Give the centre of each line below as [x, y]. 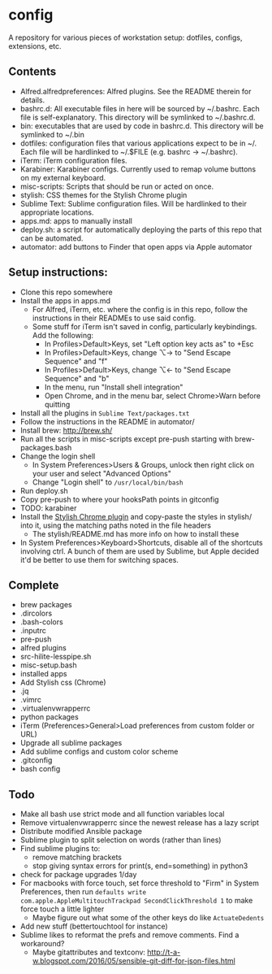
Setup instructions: [58, 273]
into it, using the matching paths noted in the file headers [116, 525]
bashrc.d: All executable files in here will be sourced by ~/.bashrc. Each [140, 108]
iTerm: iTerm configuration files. [73, 160]
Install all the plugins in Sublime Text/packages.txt [105, 413]
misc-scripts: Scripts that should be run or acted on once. [117, 186]
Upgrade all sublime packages [71, 743]
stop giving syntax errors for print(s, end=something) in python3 [140, 866]
